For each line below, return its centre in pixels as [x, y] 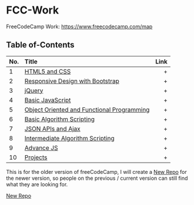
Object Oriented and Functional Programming [87, 109]
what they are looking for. [37, 184]
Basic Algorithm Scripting [60, 119]
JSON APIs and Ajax [52, 129]
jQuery [34, 90]
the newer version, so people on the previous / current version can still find [97, 178]
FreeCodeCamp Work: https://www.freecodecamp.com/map [79, 26]
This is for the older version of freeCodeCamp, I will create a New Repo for [96, 172]
